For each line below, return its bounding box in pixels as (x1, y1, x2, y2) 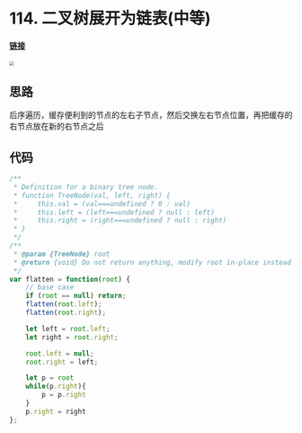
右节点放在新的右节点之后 (9, 121, 104, 131)
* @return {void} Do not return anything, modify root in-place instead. (13, 257, 296, 266)
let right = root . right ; (25, 332, 119, 342)
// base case (25, 283, 75, 293)
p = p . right (41, 391, 87, 400)
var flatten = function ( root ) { (9, 275, 130, 284)
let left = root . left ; (25, 324, 111, 333)
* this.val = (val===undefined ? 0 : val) (13, 199, 191, 208)
